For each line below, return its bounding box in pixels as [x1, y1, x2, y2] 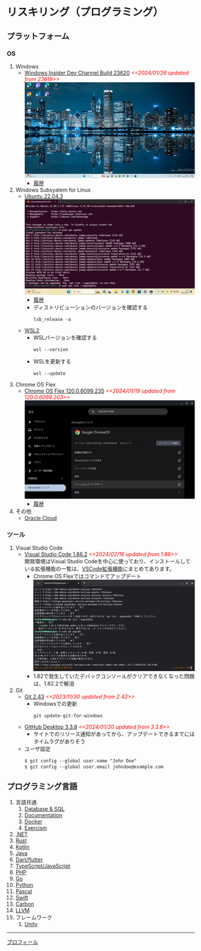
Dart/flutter [15, 856, 44, 863]
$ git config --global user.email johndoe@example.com [24, 764, 163, 770]
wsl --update [33, 370, 66, 376]
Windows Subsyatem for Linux [15, 186, 91, 193]
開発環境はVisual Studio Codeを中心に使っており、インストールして [24, 558, 191, 565]
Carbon [15, 900, 35, 907]
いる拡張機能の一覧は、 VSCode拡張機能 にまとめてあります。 [24, 565, 175, 573]
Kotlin [15, 843, 30, 850]
